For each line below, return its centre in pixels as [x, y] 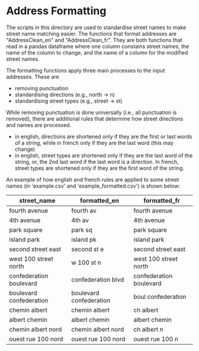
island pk [84, 239]
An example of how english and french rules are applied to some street [93, 179]
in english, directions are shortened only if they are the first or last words [103, 136]
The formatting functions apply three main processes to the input [86, 70]
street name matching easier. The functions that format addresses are [92, 33]
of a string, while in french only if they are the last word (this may [94, 143]
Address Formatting [56, 11]
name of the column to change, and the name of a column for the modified [97, 52]
